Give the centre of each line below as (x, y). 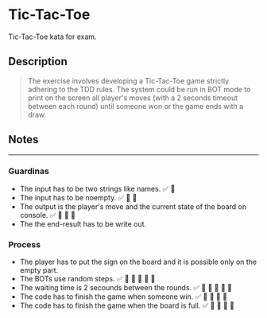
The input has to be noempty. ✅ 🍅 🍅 (78, 197)
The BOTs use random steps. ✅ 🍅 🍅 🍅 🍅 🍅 (87, 279)
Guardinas (29, 171)
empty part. (39, 270)
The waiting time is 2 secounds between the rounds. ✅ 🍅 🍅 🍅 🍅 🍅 (126, 288)
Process (25, 244)
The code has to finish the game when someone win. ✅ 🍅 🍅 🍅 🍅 (124, 297)
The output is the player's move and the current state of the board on (133, 206)
